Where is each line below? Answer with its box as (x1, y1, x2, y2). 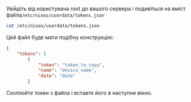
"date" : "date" (37, 73, 76, 79)
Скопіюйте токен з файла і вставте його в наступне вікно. (6, 89, 153, 96)
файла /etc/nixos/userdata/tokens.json (6, 11, 105, 18)
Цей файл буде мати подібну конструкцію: (6, 33, 114, 41)
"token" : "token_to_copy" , (37, 62, 105, 68)
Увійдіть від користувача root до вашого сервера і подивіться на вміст (6, 5, 186, 12)
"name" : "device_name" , (37, 67, 97, 73)
